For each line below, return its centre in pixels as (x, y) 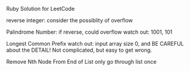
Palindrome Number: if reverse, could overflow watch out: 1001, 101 (89, 32)
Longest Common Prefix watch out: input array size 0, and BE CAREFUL (95, 44)
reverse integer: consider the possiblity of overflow (70, 20)
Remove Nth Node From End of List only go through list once (81, 62)
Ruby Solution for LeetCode (41, 9)
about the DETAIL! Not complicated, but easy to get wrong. (79, 50)
